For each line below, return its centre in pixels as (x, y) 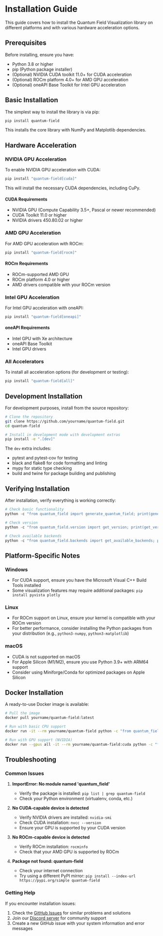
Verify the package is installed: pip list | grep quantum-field (82, 793)
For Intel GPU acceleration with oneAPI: (44, 308)
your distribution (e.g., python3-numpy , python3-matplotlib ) (71, 633)
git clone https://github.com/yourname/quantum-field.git (65, 421)
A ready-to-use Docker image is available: (47, 704)
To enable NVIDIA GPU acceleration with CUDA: (53, 170)
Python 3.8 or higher (33, 64)
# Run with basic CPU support (36, 727)
